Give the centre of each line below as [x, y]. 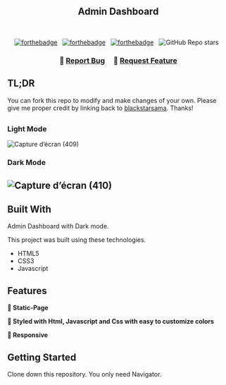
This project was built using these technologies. [77, 240]
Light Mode [27, 128]
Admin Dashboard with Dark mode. [58, 226]
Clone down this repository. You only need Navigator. [84, 374]
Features [27, 291]
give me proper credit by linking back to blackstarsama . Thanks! [100, 108]
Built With [29, 210]
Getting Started [42, 357]
